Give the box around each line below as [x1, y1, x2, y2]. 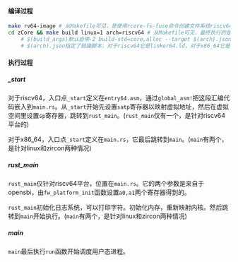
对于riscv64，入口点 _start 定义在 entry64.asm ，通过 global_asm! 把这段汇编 [8, 94, 224, 102]
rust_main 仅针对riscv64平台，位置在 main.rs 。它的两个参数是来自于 [8, 179, 205, 188]
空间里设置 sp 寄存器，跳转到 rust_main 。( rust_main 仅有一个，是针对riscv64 [8, 112, 225, 120]
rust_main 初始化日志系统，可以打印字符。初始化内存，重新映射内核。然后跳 [8, 203, 229, 212]
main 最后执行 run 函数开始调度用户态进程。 [8, 247, 130, 256]
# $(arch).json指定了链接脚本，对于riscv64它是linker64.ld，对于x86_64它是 [20, 42, 230, 49]
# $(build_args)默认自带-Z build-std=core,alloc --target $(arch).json [20, 35, 232, 42]
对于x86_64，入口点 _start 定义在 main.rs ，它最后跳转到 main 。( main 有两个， [8, 135, 228, 144]
